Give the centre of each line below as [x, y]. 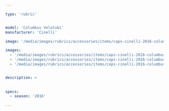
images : [13, 50]
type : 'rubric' [21, 14]
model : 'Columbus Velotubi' [35, 27]
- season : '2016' [28, 96]
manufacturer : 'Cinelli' [31, 32]
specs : [12, 91]
